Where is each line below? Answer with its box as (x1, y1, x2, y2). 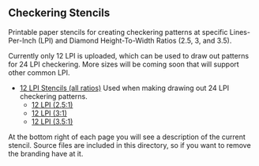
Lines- (229, 27, 251, 36)
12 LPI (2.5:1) (31, 100, 73, 109)
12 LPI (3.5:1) (31, 116, 73, 126)
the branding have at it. (8, 149, 84, 158)
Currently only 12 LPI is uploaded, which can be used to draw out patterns (8, 51, 250, 60)
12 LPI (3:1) (31, 108, 67, 118)
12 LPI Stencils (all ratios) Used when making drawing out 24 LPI (19, 83, 230, 92)
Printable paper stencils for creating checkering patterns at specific (8, 27, 228, 36)
